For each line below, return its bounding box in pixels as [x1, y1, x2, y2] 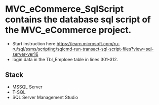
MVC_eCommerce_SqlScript [5, 3, 124, 15]
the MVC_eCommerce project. [5, 25, 132, 35]
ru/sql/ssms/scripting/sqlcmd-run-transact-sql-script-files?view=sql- [12, 46, 154, 52]
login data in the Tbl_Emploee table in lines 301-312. [12, 56, 119, 62]
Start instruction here [12, 40, 56, 46]
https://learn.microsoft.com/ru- [56, 40, 120, 46]
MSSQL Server [12, 84, 43, 90]
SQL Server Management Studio [12, 94, 78, 100]
